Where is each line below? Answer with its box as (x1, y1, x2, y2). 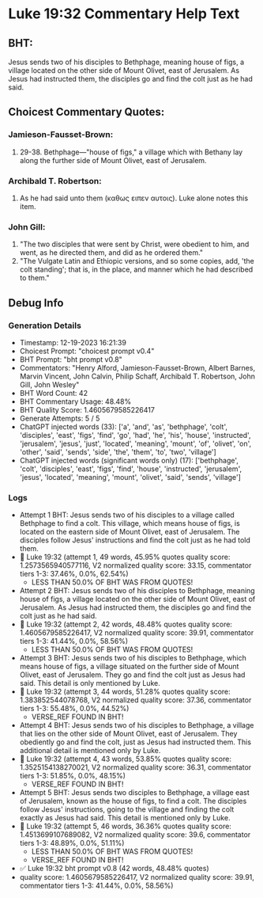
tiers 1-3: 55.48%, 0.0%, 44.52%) (19, 704, 130, 713)
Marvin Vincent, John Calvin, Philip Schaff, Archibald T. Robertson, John (19, 371, 255, 381)
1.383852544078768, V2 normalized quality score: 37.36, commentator (19, 695, 252, 705)
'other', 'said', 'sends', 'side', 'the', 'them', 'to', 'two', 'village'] (19, 447, 217, 456)
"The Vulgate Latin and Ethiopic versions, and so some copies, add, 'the (19, 257, 255, 266)
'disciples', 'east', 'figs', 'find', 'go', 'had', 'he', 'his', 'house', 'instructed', (19, 430, 251, 439)
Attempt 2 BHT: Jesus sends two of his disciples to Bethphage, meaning (19, 586, 255, 595)
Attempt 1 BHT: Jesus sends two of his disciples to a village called (19, 510, 235, 519)
